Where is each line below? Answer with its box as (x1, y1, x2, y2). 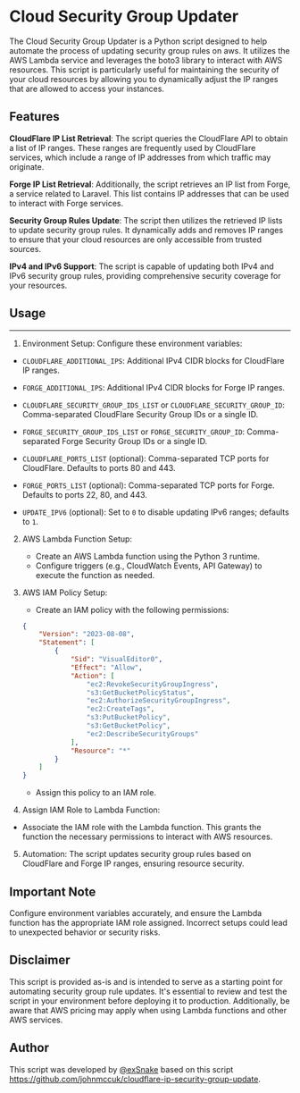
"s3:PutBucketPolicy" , (86, 713, 171, 722)
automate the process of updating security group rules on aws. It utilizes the (9, 45, 290, 55)
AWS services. (9, 1014, 63, 1025)
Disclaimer (9, 953, 71, 968)
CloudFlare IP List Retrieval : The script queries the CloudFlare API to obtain (9, 132, 288, 144)
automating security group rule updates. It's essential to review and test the (9, 986, 287, 996)
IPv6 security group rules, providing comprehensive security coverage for (9, 270, 281, 281)
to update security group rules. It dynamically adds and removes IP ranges (9, 224, 284, 235)
